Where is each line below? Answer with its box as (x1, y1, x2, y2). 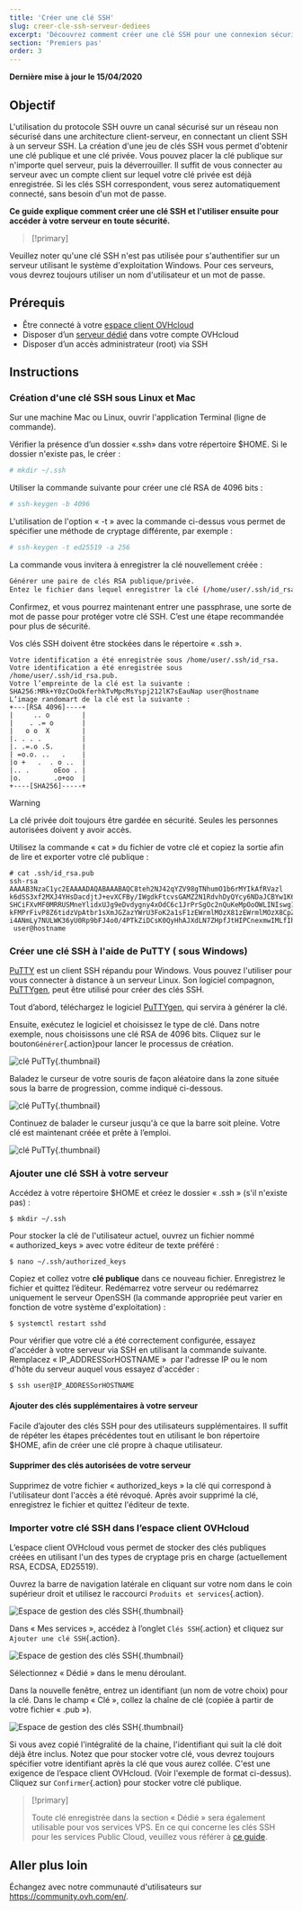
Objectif (9, 97, 56, 113)
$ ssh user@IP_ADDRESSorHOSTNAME (9, 1381, 135, 1390)
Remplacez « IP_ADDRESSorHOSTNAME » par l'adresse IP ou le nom (9, 1354, 268, 1365)
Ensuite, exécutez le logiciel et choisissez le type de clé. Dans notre (9, 1019, 261, 1030)
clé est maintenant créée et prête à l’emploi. (9, 1128, 172, 1138)
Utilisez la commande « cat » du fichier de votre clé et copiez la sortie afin (9, 841, 284, 852)
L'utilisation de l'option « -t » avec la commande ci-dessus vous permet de (9, 516, 286, 527)
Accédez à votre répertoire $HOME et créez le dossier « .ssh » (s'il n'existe (9, 1188, 288, 1199)
